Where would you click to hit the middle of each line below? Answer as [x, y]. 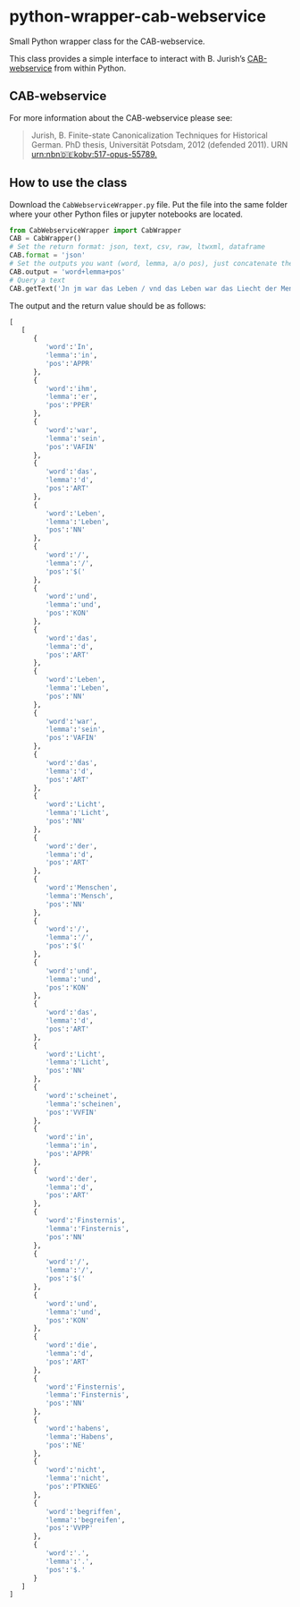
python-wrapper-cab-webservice [137, 17]
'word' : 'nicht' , [75, 1470]
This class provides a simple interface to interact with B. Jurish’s [127, 58]
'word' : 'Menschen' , [81, 888]
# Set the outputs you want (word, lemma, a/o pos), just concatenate [143, 264]
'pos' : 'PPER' [69, 405]
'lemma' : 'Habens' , [79, 1437]
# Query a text [37, 280]
